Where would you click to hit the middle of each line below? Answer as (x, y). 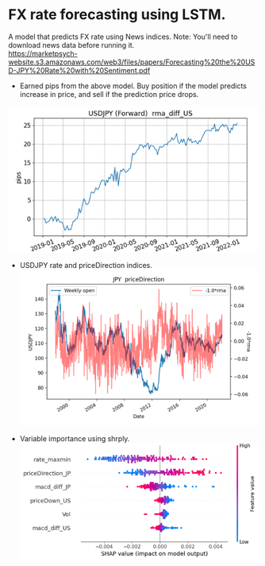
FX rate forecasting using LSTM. (117, 15)
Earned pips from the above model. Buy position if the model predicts (133, 86)
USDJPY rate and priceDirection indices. (86, 265)
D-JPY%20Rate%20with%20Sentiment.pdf (79, 70)
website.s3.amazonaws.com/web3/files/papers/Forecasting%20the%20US (132, 62)
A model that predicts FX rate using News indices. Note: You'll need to (123, 37)
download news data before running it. (71, 45)
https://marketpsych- (43, 53)
